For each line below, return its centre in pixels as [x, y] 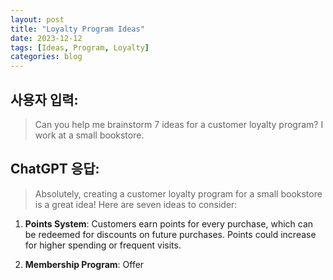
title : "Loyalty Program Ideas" [77, 29]
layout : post [37, 19]
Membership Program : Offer [84, 264]
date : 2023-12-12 [46, 38]
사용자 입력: [44, 99]
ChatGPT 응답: [55, 169]
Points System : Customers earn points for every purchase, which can [169, 223]
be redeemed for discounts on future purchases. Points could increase [170, 234]
